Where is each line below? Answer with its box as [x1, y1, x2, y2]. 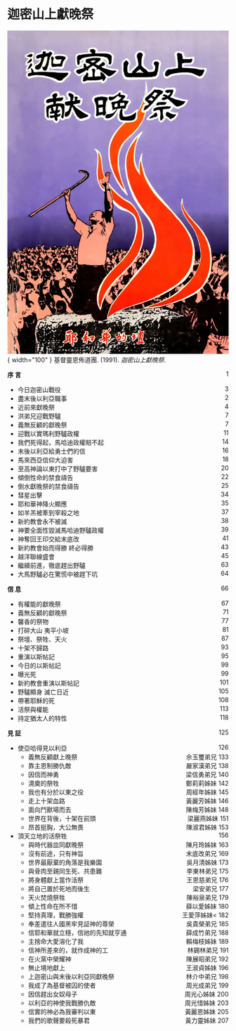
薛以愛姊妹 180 [185, 902, 229, 911]
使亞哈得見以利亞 [17, 744, 67, 753]
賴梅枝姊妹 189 [185, 938, 229, 946]
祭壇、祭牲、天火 [17, 635, 67, 644]
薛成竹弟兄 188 [185, 928, 229, 937]
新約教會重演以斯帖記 [17, 679, 79, 687]
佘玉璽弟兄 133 [185, 753, 229, 761]
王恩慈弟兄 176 [185, 876, 229, 884]
